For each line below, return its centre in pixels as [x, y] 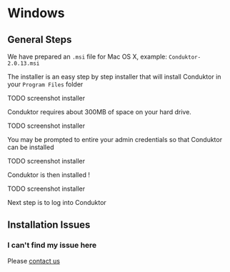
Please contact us [34, 261]
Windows [36, 13]
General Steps [40, 40]
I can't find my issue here [52, 246]
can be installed [31, 147]
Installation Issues [49, 225]
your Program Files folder [45, 84]
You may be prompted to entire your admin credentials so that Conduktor [115, 140]
